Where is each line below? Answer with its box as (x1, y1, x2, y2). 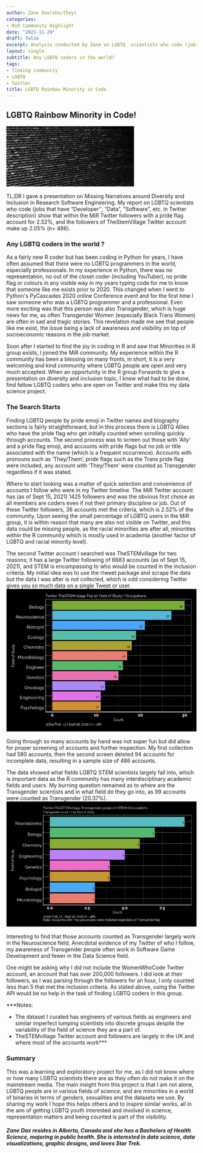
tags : (6, 61, 20, 67)
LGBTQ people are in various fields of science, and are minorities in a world (6, 1087, 194, 1094)
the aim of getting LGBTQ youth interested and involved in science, (6, 1106, 173, 1114)
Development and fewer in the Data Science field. (6, 952, 130, 960)
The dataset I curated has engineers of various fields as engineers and (14, 1013, 192, 1021)
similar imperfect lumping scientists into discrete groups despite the (14, 1020, 184, 1027)
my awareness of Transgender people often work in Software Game (6, 946, 175, 953)
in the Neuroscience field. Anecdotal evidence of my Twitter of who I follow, (6, 940, 195, 947)
